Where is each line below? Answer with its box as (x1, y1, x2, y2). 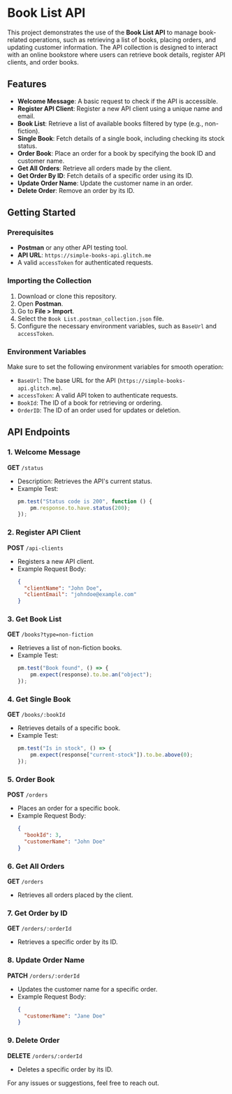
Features (7, 79, 47, 90)
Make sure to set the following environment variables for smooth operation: (7, 363, 224, 371)
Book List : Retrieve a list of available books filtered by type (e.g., (17, 119, 204, 128)
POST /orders (7, 790, 48, 799)
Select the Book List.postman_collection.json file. (17, 314, 164, 323)
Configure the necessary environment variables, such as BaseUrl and (17, 321, 217, 330)
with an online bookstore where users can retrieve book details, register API (7, 50, 226, 59)
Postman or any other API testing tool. (17, 243, 128, 252)
